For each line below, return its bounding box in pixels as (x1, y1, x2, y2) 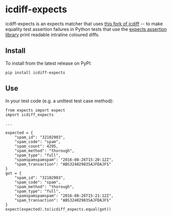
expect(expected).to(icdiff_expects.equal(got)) (5, 207, 111, 212)
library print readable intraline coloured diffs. (5, 31, 100, 38)
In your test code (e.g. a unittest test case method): (5, 98, 114, 104)
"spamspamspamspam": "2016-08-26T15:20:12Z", (14, 157, 114, 162)
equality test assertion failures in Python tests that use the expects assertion (5, 26, 167, 32)
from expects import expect (5, 107, 66, 113)
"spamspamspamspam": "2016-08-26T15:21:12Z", (14, 193, 114, 198)
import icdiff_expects (5, 112, 54, 117)
